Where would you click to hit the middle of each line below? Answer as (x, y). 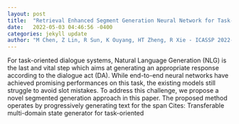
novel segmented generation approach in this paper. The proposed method (117, 98)
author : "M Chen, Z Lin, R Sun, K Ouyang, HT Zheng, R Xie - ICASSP (111, 40)
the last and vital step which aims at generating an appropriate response (113, 68)
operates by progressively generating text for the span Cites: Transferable (116, 106)
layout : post (27, 14)
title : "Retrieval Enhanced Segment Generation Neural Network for (111, 21)
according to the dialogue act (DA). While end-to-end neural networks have (118, 76)
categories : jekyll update (47, 34)
